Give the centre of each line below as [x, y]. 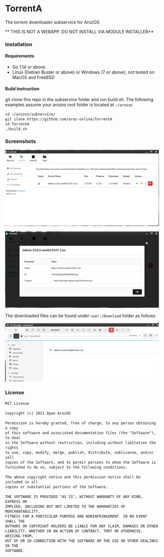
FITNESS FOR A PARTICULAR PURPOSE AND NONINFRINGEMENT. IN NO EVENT [76, 516]
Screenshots [20, 141]
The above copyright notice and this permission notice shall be [73, 477]
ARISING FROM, [20, 536]
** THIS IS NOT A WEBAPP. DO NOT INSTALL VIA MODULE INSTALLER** [79, 31]
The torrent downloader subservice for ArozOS [52, 22]
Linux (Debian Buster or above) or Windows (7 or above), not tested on [83, 72]
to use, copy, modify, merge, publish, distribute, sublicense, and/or [79, 452]
